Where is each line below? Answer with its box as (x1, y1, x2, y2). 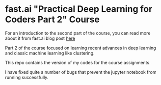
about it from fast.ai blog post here (5, 35, 75, 41)
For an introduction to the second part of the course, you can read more (5, 30, 151, 36)
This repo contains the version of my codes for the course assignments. (5, 59, 151, 65)
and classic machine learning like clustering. (5, 50, 95, 56)
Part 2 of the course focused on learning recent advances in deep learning (5, 45, 156, 51)
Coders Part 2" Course (5, 14, 100, 25)
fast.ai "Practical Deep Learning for (5, 3, 153, 15)
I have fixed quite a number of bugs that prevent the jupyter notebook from (5, 69, 157, 75)
